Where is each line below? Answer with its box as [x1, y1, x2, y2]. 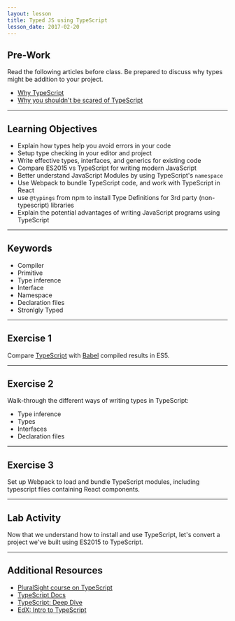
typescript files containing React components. [7, 485, 140, 494]
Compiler [17, 261, 44, 269]
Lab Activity [7, 512, 62, 524]
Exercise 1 [7, 333, 52, 345]
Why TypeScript [17, 89, 64, 97]
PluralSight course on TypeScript [17, 583, 113, 592]
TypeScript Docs [17, 590, 66, 599]
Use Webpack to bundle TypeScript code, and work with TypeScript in [17, 179, 220, 187]
